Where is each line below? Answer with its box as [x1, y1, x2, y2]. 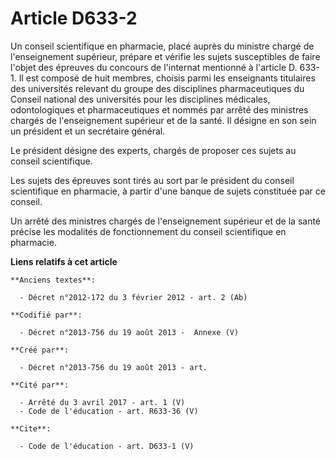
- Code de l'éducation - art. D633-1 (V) [19, 441, 195, 451]
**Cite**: [10, 423, 52, 434]
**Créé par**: [10, 345, 70, 355]
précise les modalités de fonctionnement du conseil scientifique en [10, 225, 287, 237]
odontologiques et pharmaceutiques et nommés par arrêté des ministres [10, 103, 309, 116]
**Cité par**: [10, 380, 70, 390]
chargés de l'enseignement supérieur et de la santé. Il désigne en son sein [10, 114, 317, 126]
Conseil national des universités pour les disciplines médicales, [10, 93, 271, 105]
